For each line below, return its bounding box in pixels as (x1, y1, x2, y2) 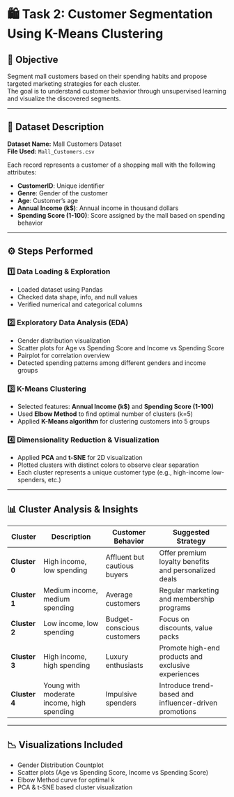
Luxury (105, 652, 129, 662)
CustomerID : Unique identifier (17, 181, 104, 190)
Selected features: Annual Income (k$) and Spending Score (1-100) (17, 403, 214, 411)
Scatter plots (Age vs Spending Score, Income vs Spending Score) (17, 768, 209, 777)
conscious (105, 623, 140, 633)
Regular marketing (159, 586, 219, 595)
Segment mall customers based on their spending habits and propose (7, 72, 208, 80)
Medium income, (43, 586, 98, 595)
